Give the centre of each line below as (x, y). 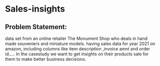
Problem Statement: (36, 27)
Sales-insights (35, 9)
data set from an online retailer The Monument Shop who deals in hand (76, 38)
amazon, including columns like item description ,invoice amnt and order (78, 49)
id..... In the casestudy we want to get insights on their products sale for (77, 54)
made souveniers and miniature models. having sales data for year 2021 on (80, 44)
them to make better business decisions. (46, 59)
